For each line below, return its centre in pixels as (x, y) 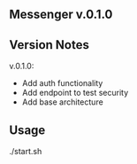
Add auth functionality (62, 83)
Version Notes (49, 45)
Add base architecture (62, 102)
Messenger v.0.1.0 (61, 15)
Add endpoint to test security (75, 93)
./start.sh (26, 152)
